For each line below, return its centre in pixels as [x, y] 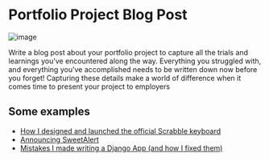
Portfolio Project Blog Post [98, 15]
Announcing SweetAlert [59, 139]
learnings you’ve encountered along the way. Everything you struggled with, [135, 61]
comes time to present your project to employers [89, 87]
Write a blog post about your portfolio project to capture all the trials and [128, 52]
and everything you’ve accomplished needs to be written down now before [133, 69]
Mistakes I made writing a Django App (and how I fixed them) [121, 148]
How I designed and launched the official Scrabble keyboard [120, 131]
